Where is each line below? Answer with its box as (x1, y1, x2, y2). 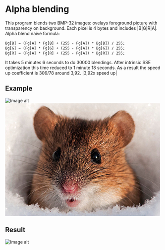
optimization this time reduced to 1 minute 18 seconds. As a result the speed (5, 65, 161, 71)
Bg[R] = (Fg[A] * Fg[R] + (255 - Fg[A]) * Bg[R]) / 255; (5, 51, 125, 56)
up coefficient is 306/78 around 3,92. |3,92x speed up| (5, 70, 117, 76)
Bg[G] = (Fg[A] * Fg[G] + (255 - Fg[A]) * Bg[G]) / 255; (5, 46, 125, 51)
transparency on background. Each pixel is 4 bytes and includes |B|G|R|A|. (5, 25, 158, 31)
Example (5, 84, 33, 93)
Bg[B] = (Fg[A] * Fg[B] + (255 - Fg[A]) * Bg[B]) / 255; (5, 41, 125, 46)
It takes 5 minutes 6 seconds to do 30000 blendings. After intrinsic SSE (5, 59, 151, 65)
